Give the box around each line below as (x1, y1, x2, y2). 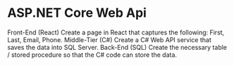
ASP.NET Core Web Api (7, 5, 147, 21)
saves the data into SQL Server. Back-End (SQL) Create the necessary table (7, 43, 228, 51)
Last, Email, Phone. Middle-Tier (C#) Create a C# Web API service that (7, 35, 211, 44)
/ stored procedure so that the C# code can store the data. (7, 51, 178, 59)
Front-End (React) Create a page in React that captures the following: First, (7, 28, 225, 37)
